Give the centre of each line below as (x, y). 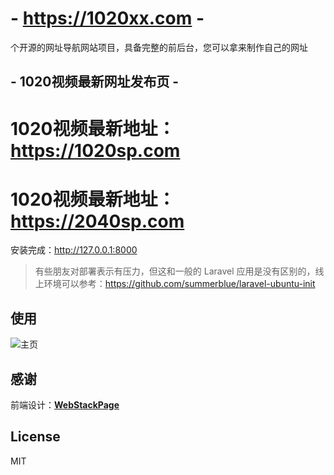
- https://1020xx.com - (107, 18)
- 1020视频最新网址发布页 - (95, 82)
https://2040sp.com (97, 221)
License (35, 437)
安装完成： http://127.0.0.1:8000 (74, 250)
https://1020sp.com (95, 150)
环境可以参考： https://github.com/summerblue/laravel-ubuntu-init (179, 284)
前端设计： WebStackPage (65, 405)
